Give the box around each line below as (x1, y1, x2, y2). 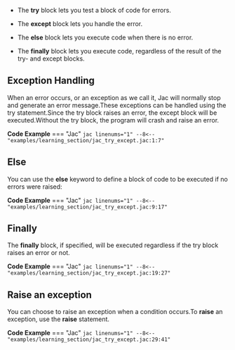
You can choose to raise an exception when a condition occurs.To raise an (7, 308, 223, 316)
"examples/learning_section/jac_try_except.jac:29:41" (7, 336, 171, 344)
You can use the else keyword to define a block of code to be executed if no (7, 175, 228, 183)
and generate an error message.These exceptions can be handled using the (7, 101, 227, 109)
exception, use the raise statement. (7, 315, 110, 323)
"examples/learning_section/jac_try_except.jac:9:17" (7, 204, 168, 211)
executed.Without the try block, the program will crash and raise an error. (7, 115, 220, 124)
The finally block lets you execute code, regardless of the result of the (17, 47, 222, 55)
